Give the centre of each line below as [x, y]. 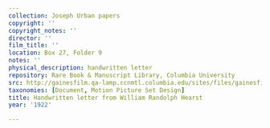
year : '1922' [30, 105]
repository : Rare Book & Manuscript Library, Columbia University [122, 75]
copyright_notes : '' [43, 30]
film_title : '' [34, 46]
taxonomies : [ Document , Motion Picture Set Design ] [96, 90]
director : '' [30, 38]
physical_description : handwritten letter [80, 68]
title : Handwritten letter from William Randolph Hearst [106, 98]
